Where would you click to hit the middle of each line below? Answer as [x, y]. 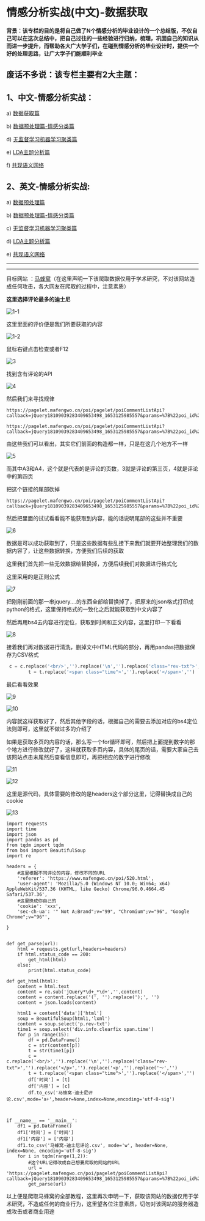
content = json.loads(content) [57, 1002]
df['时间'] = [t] [49, 1080]
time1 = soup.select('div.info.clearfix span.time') [86, 1029]
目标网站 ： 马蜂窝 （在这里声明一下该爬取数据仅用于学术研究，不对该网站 [98, 278]
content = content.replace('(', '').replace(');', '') [88, 997]
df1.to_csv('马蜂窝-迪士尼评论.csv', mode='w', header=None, [93, 1145]
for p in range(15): [43, 1035]
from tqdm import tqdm [35, 845]
